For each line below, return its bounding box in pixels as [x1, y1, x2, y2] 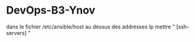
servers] [6, 29, 27, 36]
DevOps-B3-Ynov [6, 4, 96, 17]
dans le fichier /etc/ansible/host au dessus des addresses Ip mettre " [6, 23, 175, 30]
